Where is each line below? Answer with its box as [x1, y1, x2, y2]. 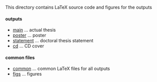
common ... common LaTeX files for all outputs [12, 65, 110, 72]
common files [5, 54, 35, 60]
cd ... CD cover [12, 43, 44, 49]
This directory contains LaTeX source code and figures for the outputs [5, 5, 152, 10]
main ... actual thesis [12, 27, 56, 33]
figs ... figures [12, 71, 42, 77]
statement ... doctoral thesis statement [12, 38, 93, 44]
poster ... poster [12, 32, 47, 38]
